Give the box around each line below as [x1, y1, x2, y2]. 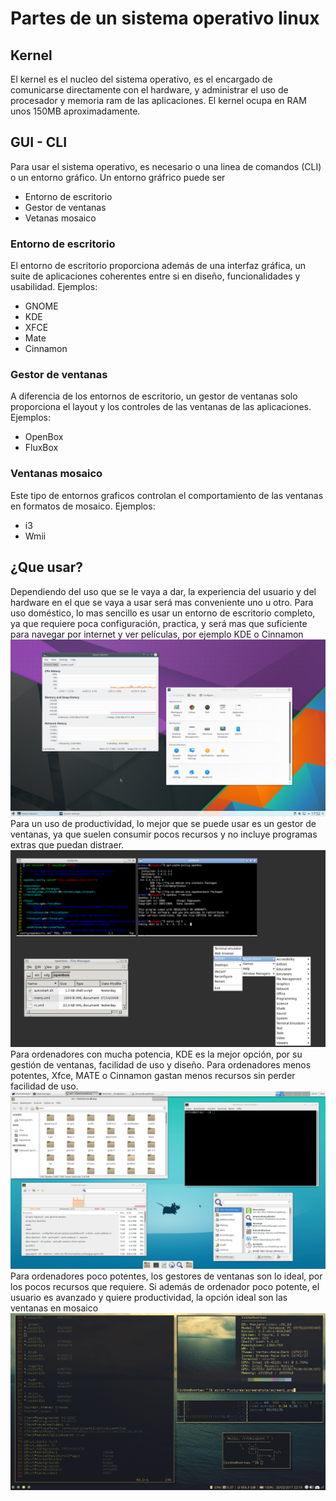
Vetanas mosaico [24, 212, 97, 224]
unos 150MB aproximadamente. [10, 105, 141, 117]
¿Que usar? [10, 559, 83, 576]
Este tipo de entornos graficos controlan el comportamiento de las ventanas [10, 489, 324, 501]
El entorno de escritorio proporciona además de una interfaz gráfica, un [10, 260, 307, 272]
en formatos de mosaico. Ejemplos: [10, 500, 156, 512]
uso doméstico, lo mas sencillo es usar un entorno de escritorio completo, [10, 607, 316, 619]
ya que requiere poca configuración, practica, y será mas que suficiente [10, 617, 308, 629]
